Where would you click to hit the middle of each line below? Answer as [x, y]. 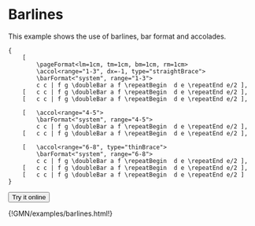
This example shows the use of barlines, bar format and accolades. [117, 36]
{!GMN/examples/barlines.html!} [61, 213]
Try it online [29, 197]
